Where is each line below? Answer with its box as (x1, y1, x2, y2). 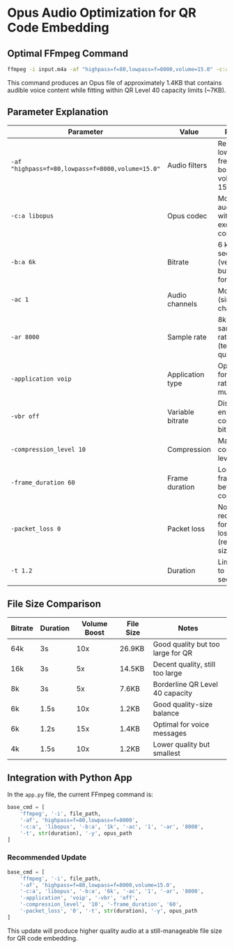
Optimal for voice (153, 720, 210, 729)
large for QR (153, 648, 193, 658)
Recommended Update (7, 853, 87, 863)
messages (153, 728, 187, 738)
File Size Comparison (7, 598, 101, 610)
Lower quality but (153, 739, 210, 749)
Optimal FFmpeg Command (7, 47, 129, 59)
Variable (166, 407, 194, 416)
